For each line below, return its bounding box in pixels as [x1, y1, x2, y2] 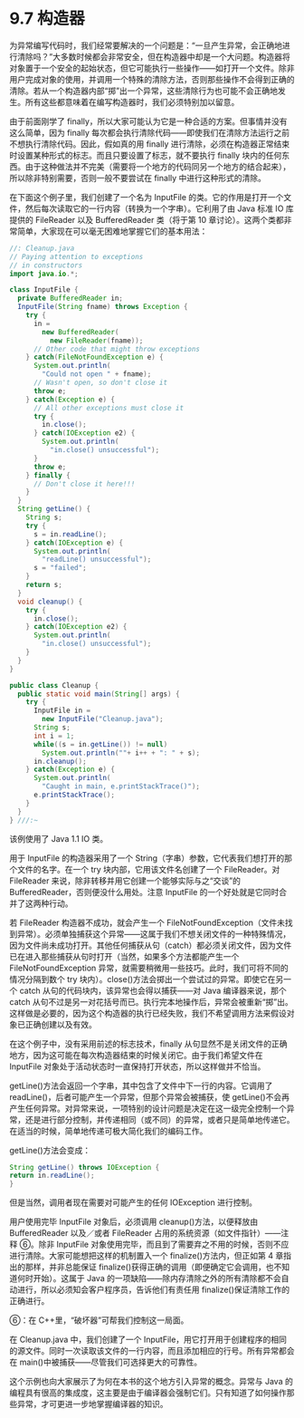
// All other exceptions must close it [33, 403, 184, 412]
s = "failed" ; [33, 564, 88, 573]
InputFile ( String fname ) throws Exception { [17, 303, 188, 312]
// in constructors [9, 260, 83, 270]
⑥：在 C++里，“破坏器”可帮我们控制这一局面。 [9, 1315, 189, 1326]
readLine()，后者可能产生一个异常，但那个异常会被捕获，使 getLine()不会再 [9, 1091, 290, 1102]
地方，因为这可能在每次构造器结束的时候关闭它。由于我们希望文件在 [9, 1049, 263, 1060]
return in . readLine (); [9, 1171, 95, 1181]
